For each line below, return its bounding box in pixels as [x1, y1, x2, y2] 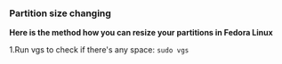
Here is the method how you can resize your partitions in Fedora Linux [9, 28, 273, 38]
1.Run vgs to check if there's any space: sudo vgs [9, 44, 189, 55]
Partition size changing [9, 7, 111, 20]
